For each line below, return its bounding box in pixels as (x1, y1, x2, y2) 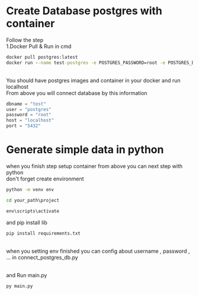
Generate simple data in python (6, 143, 164, 157)
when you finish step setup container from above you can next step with (6, 163, 183, 170)
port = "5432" (6, 123, 41, 129)
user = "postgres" (6, 106, 52, 112)
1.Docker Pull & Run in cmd (6, 43, 72, 50)
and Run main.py (6, 271, 47, 278)
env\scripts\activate (6, 208, 60, 214)
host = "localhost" (6, 118, 54, 123)
